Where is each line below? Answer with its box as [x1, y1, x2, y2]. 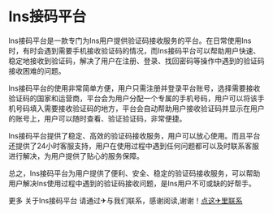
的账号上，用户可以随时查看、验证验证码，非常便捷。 [8, 113, 187, 123]
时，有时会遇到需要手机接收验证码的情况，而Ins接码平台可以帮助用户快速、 [8, 45, 261, 55]
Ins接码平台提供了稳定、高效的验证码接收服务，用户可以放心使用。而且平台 [8, 130, 261, 140]
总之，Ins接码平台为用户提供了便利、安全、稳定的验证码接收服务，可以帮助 [8, 168, 261, 178]
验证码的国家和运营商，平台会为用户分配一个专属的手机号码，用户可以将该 [8, 93, 258, 103]
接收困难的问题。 [8, 66, 66, 75]
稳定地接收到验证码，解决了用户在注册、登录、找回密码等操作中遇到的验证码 [8, 56, 265, 66]
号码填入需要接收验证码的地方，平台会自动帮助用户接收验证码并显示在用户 [15, 103, 265, 113]
